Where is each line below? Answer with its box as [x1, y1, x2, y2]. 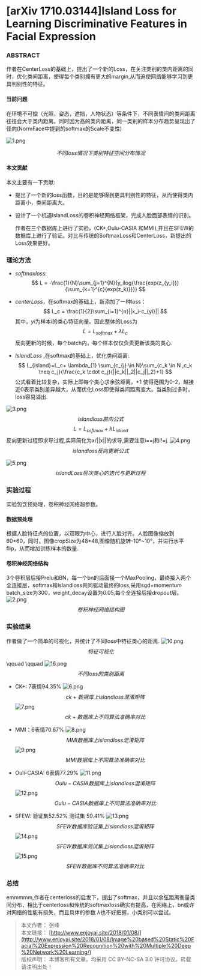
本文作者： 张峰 [20, 921, 60, 929]
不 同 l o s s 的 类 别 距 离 [77, 670, 125, 677]
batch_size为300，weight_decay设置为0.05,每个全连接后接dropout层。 [6, 589, 182, 597]
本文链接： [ [20, 929, 51, 936]
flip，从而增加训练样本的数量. [6, 545, 79, 552]
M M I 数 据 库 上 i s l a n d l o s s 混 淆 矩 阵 [66, 737, 145, 744]
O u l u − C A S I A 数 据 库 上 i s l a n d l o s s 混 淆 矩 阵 [55, 779, 156, 787]
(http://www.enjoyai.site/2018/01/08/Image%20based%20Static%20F [20, 936, 195, 943]
